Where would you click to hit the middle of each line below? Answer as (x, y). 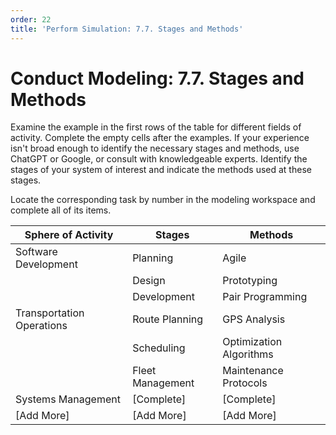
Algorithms (248, 354)
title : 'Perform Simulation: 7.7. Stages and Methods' (127, 29)
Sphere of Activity (69, 235)
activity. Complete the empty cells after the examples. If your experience (160, 138)
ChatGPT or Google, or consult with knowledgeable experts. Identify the (159, 159)
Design (149, 281)
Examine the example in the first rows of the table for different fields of (156, 127)
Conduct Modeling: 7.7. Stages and (157, 78)
